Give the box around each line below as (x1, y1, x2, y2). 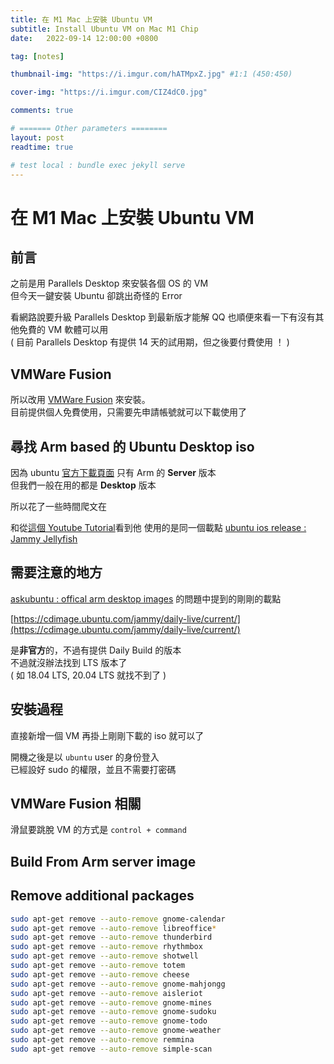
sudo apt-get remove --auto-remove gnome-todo (10, 1016, 208, 1026)
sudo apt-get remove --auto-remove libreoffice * (10, 923, 217, 933)
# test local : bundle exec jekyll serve (10, 160, 186, 170)
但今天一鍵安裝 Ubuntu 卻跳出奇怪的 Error (10, 290, 183, 302)
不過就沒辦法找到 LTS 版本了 (10, 656, 128, 668)
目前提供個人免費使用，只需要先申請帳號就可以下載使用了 (10, 406, 247, 418)
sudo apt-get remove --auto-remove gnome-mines (10, 997, 213, 1008)
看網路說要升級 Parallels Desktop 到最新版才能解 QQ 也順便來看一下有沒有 (10, 311, 316, 323)
